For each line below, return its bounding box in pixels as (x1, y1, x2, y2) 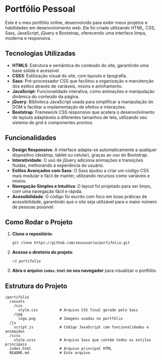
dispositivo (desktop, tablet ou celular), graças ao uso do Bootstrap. (12, 152, 148, 157)
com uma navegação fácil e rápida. (12, 188, 83, 194)
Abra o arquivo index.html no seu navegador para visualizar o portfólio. (12, 268, 157, 273)
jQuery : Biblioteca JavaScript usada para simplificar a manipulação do (12, 99, 154, 105)
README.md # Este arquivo (9, 350, 90, 355)
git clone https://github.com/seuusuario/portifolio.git (12, 241, 130, 246)
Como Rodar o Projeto (5, 218, 73, 226)
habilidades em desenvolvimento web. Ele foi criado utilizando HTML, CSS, (5, 24, 156, 30)
